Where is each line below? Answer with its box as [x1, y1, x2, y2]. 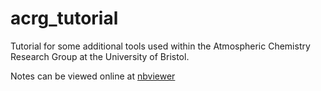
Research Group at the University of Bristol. [10, 50, 190, 62]
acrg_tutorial [10, 7, 119, 30]
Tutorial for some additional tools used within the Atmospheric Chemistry [10, 40, 311, 52]
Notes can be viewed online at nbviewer [10, 70, 176, 82]
